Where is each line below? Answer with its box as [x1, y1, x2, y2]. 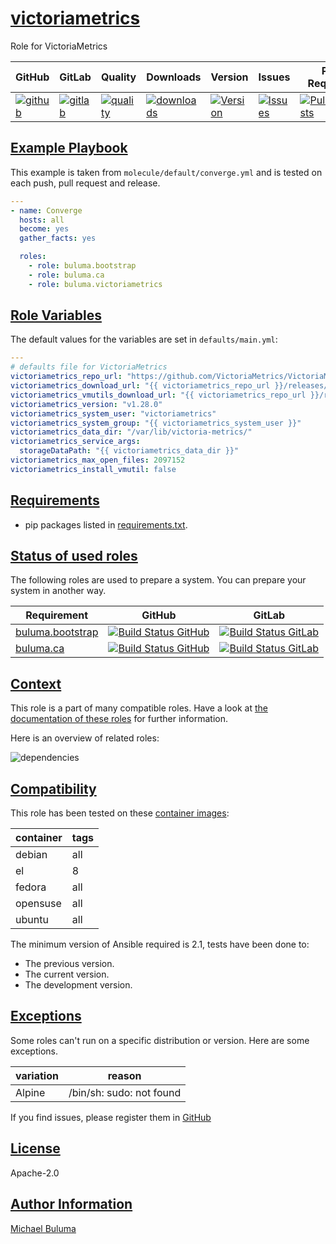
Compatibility [10, 780, 97, 797]
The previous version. [24, 958, 115, 970]
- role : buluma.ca [28, 270, 105, 280]
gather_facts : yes [19, 233, 97, 244]
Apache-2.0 [10, 1167, 60, 1179]
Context [10, 675, 62, 692]
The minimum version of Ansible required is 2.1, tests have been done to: [10, 938, 310, 951]
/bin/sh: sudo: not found [68, 1085, 182, 1099]
